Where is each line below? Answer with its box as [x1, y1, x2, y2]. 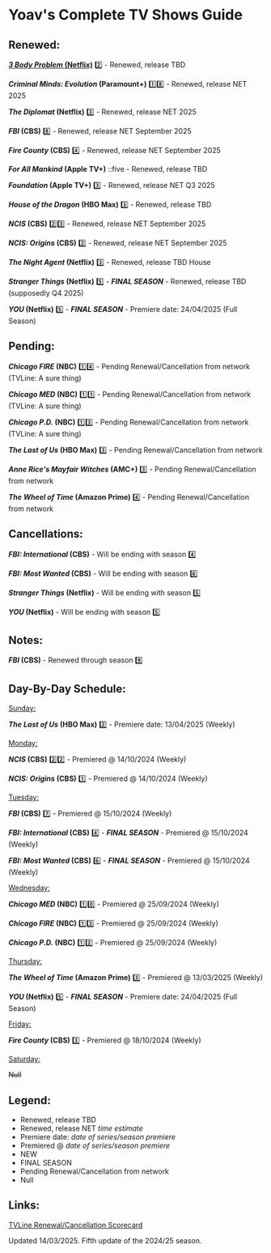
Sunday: [8, 703, 36, 714]
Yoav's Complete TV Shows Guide [8, 6, 243, 24]
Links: [8, 1199, 40, 1213]
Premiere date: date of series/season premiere [19, 1132, 176, 1142]
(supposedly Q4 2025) [8, 288, 84, 297]
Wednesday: [8, 883, 50, 893]
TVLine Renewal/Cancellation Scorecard [8, 1220, 143, 1230]
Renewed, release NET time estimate [19, 1123, 144, 1133]
